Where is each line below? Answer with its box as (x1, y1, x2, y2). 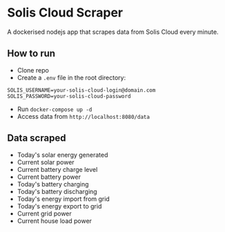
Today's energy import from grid (17, 195, 110, 203)
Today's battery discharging (17, 187, 98, 195)
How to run (7, 48, 56, 59)
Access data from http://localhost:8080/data (17, 112, 150, 120)
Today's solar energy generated (17, 151, 108, 159)
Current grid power (17, 209, 72, 217)
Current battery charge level (17, 165, 98, 173)
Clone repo (17, 66, 50, 74)
